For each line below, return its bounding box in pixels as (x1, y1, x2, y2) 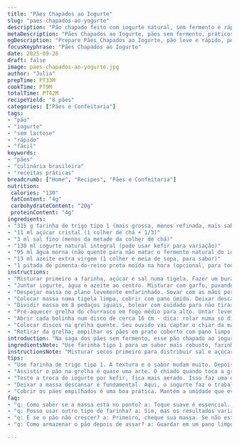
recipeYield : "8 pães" (7, 97, 75, 104)
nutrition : (7, 182, 40, 189)
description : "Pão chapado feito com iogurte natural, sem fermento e (7, 23, 221, 31)
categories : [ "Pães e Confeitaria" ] (7, 103, 116, 110)
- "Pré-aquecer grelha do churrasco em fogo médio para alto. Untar (7, 308, 215, 315)
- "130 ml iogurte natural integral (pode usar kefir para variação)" (7, 242, 221, 249)
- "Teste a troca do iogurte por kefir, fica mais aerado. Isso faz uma (7, 375, 228, 382)
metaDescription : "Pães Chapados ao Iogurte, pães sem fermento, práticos (7, 30, 234, 38)
